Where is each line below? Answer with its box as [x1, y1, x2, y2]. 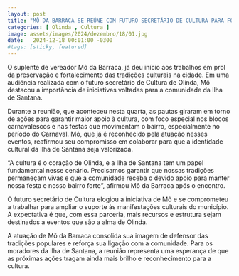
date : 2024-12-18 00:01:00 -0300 [7, 37, 113, 44]
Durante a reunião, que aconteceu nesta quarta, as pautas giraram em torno [7, 107, 230, 115]
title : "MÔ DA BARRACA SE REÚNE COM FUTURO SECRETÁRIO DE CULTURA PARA [7, 17, 224, 24]
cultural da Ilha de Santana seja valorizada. [7, 145, 134, 153]
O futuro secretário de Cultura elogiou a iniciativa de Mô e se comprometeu [7, 195, 229, 203]
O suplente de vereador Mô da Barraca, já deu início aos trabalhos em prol [7, 63, 225, 71]
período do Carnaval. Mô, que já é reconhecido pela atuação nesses [7, 129, 208, 138]
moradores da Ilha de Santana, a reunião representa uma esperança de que [7, 247, 229, 255]
